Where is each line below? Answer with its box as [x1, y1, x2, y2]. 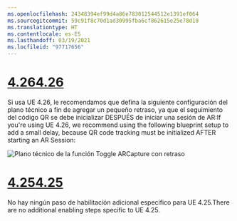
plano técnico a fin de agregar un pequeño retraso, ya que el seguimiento [7, 105, 223, 114]
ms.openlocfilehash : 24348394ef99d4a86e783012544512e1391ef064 [7, 10, 199, 18]
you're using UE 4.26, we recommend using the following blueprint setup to [7, 120, 229, 129]
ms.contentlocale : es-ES [7, 30, 81, 38]
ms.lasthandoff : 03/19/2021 [7, 37, 91, 44]
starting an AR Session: [7, 135, 76, 144]
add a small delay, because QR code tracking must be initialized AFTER [7, 128, 216, 136]
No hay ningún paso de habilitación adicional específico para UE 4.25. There [7, 197, 230, 207]
